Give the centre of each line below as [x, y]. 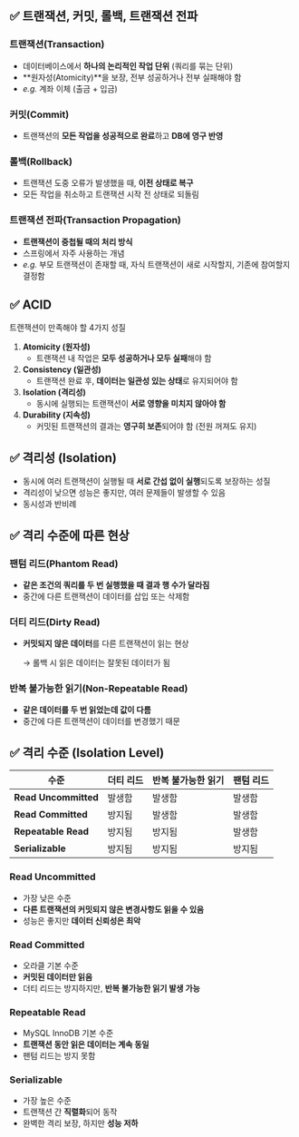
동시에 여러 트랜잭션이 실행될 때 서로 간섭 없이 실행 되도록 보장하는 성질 [146, 481]
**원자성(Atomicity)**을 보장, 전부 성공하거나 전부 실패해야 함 [132, 77]
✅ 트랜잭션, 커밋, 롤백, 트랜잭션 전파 [104, 16]
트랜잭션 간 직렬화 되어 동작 [70, 1112]
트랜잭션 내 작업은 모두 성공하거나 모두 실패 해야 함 [124, 358]
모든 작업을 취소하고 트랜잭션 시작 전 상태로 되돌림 [111, 194]
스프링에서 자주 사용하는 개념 [73, 253]
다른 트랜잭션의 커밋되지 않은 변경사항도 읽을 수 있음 [113, 909]
